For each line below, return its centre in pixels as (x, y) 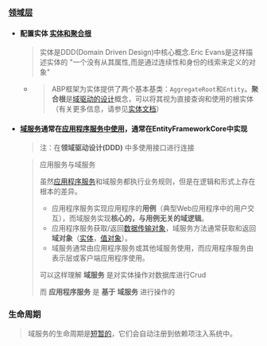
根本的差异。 (60, 192)
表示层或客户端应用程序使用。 (100, 258)
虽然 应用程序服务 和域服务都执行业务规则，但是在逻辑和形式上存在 (147, 181)
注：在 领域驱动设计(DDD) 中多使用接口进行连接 (117, 148)
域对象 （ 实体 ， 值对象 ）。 (92, 238)
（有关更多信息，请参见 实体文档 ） (107, 109)
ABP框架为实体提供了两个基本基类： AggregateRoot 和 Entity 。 (151, 89)
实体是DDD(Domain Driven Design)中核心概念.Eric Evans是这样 (143, 52)
